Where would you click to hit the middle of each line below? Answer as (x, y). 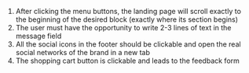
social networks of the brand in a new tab (83, 52)
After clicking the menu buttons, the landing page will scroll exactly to (128, 11)
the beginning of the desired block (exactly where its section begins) (126, 19)
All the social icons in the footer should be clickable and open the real (128, 44)
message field (38, 36)
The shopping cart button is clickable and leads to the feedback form (127, 61)
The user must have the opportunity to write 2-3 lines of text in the (123, 28)
